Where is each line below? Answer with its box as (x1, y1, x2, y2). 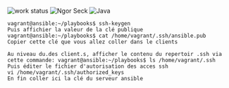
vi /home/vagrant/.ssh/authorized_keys (7, 69, 125, 76)
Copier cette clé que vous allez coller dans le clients (7, 38, 178, 45)
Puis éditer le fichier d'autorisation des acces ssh (7, 63, 169, 70)
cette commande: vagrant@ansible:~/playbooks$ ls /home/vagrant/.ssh (7, 57, 216, 64)
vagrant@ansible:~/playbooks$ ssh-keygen (7, 20, 131, 27)
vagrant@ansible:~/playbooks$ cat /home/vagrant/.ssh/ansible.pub (7, 32, 206, 39)
